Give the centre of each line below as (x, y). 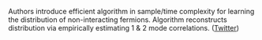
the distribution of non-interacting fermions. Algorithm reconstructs (118, 20)
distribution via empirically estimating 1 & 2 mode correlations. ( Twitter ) (124, 28)
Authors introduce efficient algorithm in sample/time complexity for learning (131, 11)
